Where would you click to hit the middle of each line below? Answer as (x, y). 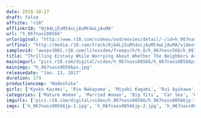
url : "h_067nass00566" (34, 34)
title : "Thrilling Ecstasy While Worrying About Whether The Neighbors (97, 56)
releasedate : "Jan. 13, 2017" (44, 73)
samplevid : (20, 51)
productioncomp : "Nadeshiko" (42, 84)
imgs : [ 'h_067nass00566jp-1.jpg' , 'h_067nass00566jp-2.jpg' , (84, 106)
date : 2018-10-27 (28, 12)
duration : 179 (24, 78)
